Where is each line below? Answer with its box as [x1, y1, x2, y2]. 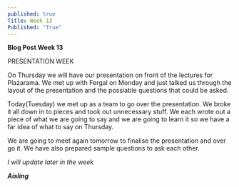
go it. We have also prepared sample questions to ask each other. [7, 144, 200, 153]
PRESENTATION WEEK [7, 57, 74, 66]
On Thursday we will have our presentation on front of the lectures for [7, 71, 213, 79]
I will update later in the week [7, 158, 94, 166]
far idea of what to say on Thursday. [7, 123, 114, 131]
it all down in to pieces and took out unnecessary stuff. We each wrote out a [7, 108, 230, 116]
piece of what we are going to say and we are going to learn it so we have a [7, 115, 230, 123]
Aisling [7, 172, 29, 181]
